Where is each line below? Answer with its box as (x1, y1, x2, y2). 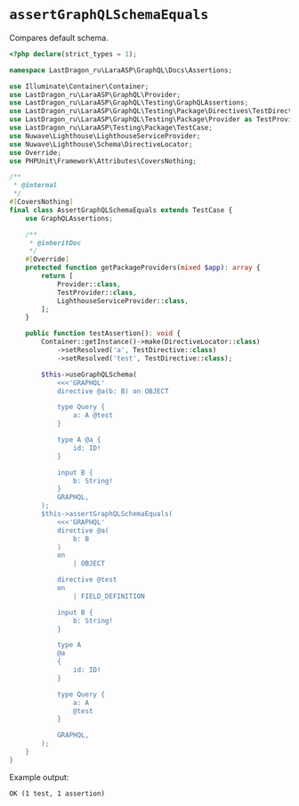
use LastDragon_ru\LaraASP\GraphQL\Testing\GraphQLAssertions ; (9, 98, 249, 108)
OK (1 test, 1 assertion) (9, 789, 105, 798)
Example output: (9, 771, 69, 782)
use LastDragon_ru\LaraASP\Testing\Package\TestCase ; (9, 123, 214, 133)
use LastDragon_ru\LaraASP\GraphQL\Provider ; (9, 90, 181, 99)
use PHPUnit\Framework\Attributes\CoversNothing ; (9, 156, 198, 166)
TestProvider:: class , (56, 288, 138, 297)
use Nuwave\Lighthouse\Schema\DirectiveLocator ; (9, 140, 193, 149)
